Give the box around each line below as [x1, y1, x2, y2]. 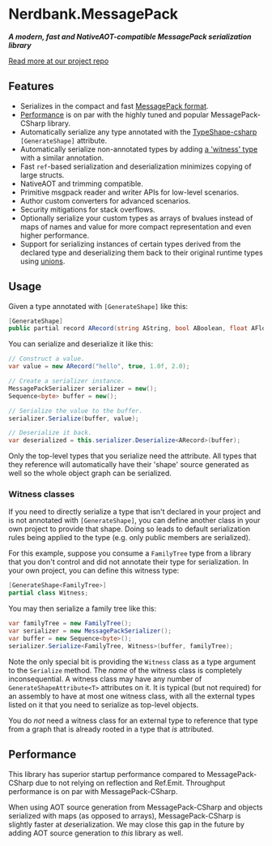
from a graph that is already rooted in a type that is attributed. [8, 724, 215, 734]
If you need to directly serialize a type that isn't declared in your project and [8, 507, 261, 517]
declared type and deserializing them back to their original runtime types [19, 247, 263, 257]
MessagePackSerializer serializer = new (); [8, 384, 158, 393]
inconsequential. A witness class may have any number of [8, 674, 202, 684]
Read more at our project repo [8, 56, 109, 66]
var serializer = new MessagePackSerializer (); [8, 627, 172, 635]
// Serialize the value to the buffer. [8, 406, 143, 414]
